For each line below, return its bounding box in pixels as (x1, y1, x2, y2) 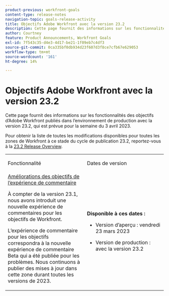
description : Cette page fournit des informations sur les (5, 26, 132, 31)
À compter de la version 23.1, (8, 191, 78, 198)
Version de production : (95, 239, 151, 246)
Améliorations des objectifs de (8, 173, 79, 180)
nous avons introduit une (8, 197, 66, 204)
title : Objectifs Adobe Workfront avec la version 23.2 (5, 21, 125, 27)
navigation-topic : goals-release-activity (5, 17, 96, 22)
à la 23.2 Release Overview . (5, 143, 63, 150)
